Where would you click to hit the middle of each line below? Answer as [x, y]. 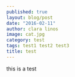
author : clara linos [33, 29]
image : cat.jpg [26, 35]
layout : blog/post [30, 18]
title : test [21, 52]
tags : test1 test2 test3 [38, 46]
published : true [27, 12]
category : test [26, 40]
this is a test [21, 69]
